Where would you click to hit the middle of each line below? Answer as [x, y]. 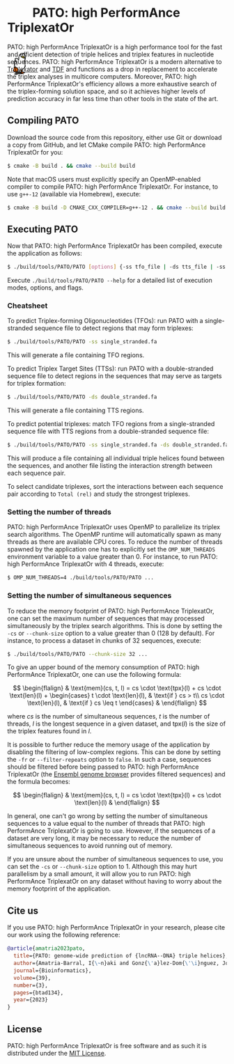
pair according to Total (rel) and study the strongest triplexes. [99, 494]
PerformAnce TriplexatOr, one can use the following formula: [94, 675]
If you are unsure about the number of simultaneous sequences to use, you [115, 859]
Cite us [23, 910]
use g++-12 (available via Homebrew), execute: [74, 194]
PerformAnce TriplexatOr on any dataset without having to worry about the [115, 882]
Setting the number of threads [59, 512]
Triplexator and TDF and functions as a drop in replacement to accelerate [112, 69]
